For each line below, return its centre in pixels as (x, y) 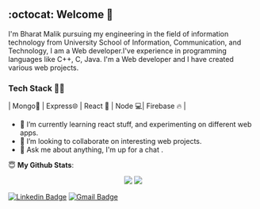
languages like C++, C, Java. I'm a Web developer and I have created (121, 59)
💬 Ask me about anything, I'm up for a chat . (92, 150)
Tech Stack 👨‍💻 (36, 88)
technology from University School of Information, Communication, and (125, 42)
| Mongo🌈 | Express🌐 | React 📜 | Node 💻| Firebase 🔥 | (97, 106)
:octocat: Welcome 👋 (61, 15)
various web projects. (44, 68)
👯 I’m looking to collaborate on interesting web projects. (111, 141)
